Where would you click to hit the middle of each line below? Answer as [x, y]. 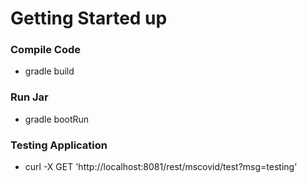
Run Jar [29, 97]
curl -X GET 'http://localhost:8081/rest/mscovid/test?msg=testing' [161, 167]
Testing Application [59, 145]
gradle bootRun [57, 119]
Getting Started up [89, 18]
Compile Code [46, 50]
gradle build [49, 71]
